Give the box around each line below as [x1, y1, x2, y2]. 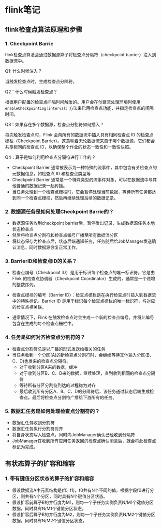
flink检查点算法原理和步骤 [5, 25, 82, 33]
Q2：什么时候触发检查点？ [5, 88, 58, 95]
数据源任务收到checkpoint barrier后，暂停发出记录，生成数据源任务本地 [12, 220, 155, 226]
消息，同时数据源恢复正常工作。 [16, 245, 80, 250]
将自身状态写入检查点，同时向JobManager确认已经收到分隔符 [12, 432, 135, 438]
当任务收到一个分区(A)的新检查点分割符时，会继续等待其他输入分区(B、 [12, 352, 154, 358]
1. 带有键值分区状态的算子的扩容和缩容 [5, 475, 94, 482]
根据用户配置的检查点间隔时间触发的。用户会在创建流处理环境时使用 [5, 99, 141, 105]
